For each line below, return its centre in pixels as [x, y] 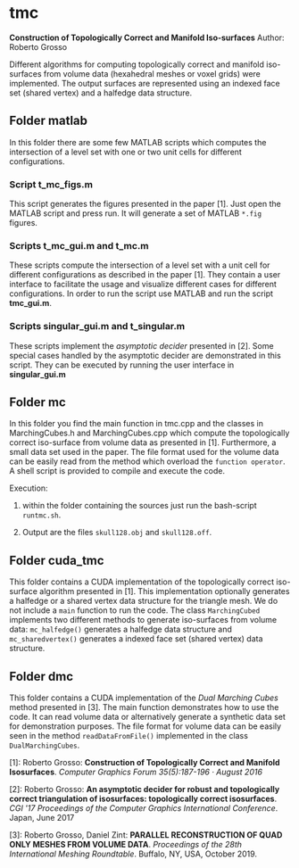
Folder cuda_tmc [57, 560]
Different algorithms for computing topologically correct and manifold [137, 64]
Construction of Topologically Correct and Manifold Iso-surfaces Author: [147, 37]
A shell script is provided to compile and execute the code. [117, 471]
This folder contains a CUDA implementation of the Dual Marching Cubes [144, 698]
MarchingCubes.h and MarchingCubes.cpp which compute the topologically [149, 433]
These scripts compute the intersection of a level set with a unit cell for [140, 265]
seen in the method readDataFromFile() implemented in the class [129, 736]
